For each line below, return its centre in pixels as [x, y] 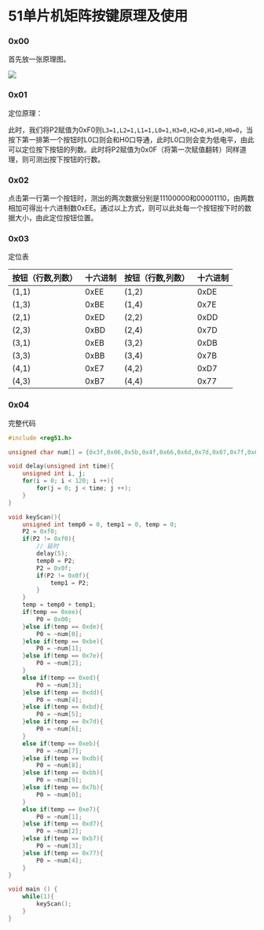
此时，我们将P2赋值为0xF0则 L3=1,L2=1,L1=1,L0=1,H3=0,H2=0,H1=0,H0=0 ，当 [131, 130]
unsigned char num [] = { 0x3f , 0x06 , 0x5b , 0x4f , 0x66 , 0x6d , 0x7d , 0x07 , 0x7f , [128, 452]
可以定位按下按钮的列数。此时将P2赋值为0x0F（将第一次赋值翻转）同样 [124, 149]
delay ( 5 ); [52, 554]
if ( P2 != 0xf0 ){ [49, 539]
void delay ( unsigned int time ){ [61, 466]
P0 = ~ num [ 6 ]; [59, 729]
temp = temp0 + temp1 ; [59, 605]
